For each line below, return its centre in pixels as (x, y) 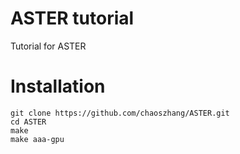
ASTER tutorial (72, 18)
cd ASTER (28, 122)
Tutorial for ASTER (48, 46)
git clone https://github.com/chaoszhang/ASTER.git (120, 113)
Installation (58, 86)
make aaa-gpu (37, 139)
